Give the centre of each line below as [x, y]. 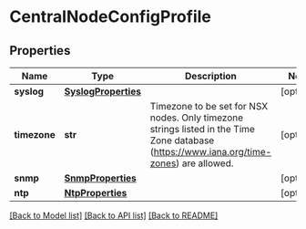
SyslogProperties [102, 91]
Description [211, 76]
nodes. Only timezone [197, 118]
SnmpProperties [100, 178]
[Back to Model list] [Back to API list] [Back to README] [114, 215]
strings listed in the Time [202, 129]
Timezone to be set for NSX [209, 106]
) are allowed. [205, 163]
